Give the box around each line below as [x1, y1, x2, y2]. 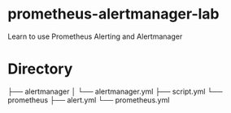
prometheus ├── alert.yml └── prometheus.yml [7, 94, 170, 105]
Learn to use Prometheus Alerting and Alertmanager [7, 31, 183, 41]
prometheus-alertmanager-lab [7, 5, 220, 23]
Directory [7, 60, 73, 78]
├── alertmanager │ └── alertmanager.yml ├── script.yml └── [7, 86, 223, 96]
